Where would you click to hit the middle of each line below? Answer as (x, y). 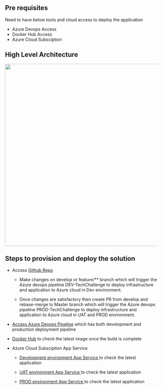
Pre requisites (26, 8)
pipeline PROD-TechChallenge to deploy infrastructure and (78, 310)
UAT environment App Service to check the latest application (80, 372)
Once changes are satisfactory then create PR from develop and (83, 299)
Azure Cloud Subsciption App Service (50, 348)
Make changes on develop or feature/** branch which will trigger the (88, 280)
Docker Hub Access (32, 34)
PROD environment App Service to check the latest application (82, 382)
